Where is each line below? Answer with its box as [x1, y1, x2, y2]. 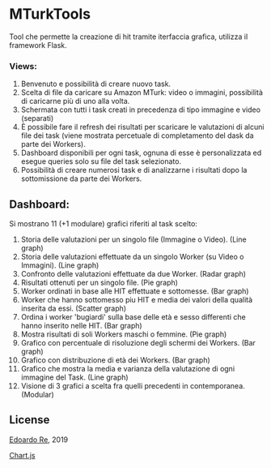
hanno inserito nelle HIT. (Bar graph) [20, 321, 142, 331]
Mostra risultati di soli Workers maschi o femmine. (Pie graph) [20, 329, 227, 339]
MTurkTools [9, 5, 91, 24]
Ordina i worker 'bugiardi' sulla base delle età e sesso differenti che [20, 312, 246, 322]
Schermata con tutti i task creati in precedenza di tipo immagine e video [20, 105, 261, 114]
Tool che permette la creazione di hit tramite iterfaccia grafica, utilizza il [9, 32, 248, 41]
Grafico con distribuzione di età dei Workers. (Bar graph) [20, 355, 211, 365]
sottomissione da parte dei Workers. [20, 174, 142, 183]
